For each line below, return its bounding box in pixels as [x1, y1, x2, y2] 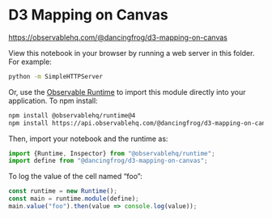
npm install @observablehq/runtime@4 [8, 111, 136, 119]
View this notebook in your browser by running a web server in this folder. [8, 48, 255, 58]
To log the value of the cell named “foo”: [8, 172, 143, 182]
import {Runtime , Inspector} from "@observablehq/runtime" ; [8, 149, 216, 157]
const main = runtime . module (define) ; [8, 194, 139, 203]
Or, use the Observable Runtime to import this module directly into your [8, 87, 246, 96]
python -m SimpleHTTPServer [8, 72, 104, 80]
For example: [8, 57, 53, 66]
